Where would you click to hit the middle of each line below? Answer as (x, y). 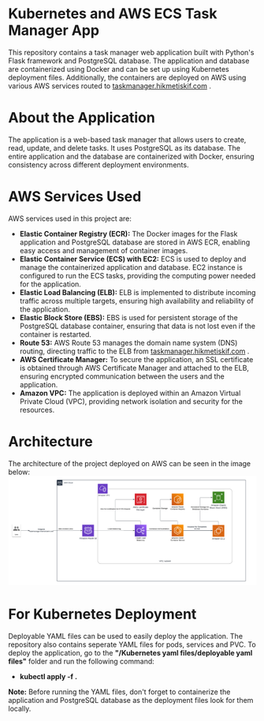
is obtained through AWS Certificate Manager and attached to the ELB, (134, 368)
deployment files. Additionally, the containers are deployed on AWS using (127, 77)
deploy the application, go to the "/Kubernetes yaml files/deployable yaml (130, 652)
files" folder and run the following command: (82, 661)
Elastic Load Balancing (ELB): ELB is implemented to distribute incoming (138, 292)
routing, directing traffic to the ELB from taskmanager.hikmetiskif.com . (134, 351)
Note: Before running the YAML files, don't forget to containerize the (119, 692)
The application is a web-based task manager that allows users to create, (127, 140)
